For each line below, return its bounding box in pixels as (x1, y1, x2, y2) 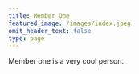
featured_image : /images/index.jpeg (8, 19, 131, 27)
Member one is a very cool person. (8, 56, 125, 66)
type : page (8, 34, 45, 43)
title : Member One (8, 11, 70, 20)
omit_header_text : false (8, 27, 92, 35)
